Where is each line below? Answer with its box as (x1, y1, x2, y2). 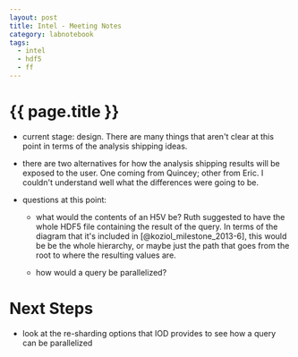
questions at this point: (21, 194, 107, 205)
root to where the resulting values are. (35, 250, 176, 260)
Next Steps (9, 299, 94, 319)
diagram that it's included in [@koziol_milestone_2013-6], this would (35, 230, 287, 242)
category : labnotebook (9, 30, 94, 38)
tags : (9, 38, 30, 47)
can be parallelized (21, 337, 93, 348)
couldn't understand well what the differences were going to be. (21, 176, 260, 188)
